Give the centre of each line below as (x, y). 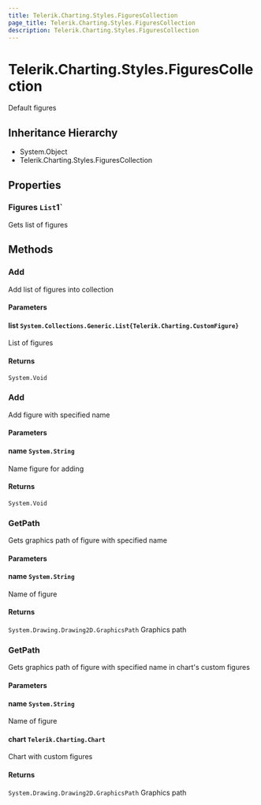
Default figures (32, 108)
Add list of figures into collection (61, 289)
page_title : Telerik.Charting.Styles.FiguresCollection (102, 23)
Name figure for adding (46, 468)
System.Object (43, 152)
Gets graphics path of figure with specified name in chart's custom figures (129, 668)
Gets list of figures (38, 224)
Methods (31, 250)
